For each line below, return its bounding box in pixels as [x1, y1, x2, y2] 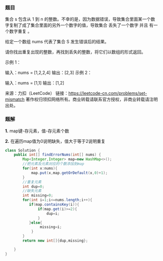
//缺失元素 [22, 189, 42, 193]
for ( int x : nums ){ [22, 166, 57, 171]
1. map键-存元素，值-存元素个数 [5, 128, 70, 134]
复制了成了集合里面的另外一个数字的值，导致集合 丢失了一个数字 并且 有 [9, 22, 154, 28]
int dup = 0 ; [22, 184, 45, 189]
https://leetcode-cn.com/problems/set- [68, 90, 147, 96]
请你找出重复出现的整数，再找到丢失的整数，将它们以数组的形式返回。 [5, 49, 146, 55]
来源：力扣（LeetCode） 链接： [5, 90, 69, 96]
